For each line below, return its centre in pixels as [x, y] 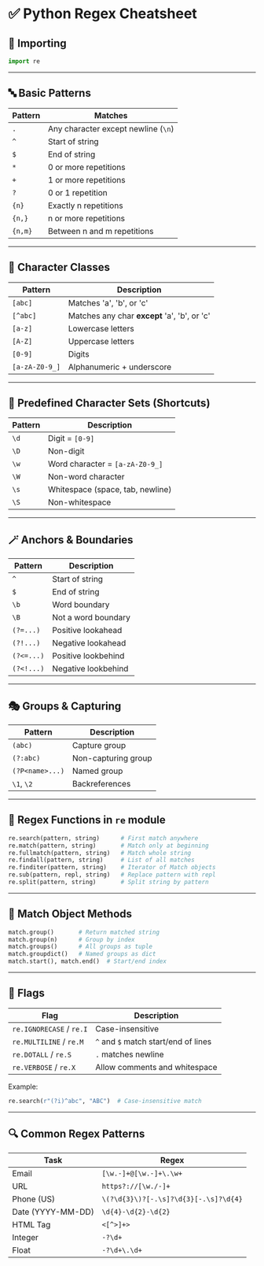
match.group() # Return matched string [84, 932]
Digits [79, 354]
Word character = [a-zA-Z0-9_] [105, 464]
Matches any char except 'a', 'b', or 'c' [139, 316]
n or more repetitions [86, 218]
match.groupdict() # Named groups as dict [82, 954]
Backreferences [101, 783]
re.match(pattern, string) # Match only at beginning [109, 846]
